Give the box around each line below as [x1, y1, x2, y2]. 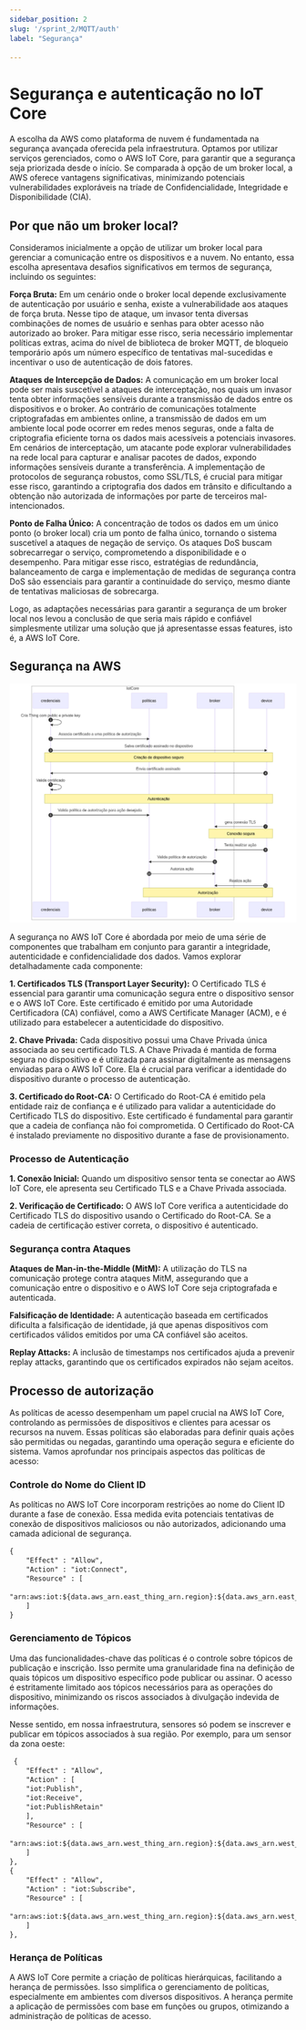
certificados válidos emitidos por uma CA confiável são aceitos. [9, 1329, 249, 1340]
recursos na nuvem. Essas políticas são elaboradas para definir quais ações [9, 1427, 294, 1437]
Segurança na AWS [9, 659, 121, 675]
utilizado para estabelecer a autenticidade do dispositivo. [9, 1016, 225, 1027]
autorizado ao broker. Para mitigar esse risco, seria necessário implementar [9, 328, 293, 338]
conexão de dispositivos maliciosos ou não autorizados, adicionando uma [9, 1519, 287, 1530]
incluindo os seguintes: [9, 272, 97, 282]
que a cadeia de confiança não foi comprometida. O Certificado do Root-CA [9, 1119, 294, 1130]
